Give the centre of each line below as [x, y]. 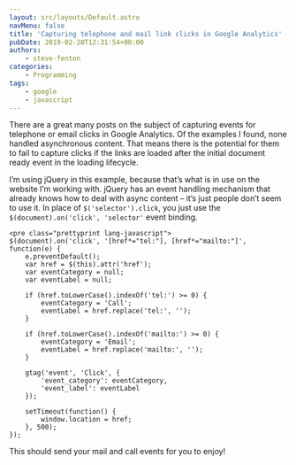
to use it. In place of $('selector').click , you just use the [115, 208]
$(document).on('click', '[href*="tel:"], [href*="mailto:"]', [128, 241]
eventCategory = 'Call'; [87, 303]
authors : [25, 50]
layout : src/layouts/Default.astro [75, 17]
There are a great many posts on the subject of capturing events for [133, 125]
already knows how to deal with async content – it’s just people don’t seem [145, 198]
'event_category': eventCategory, [104, 381]
